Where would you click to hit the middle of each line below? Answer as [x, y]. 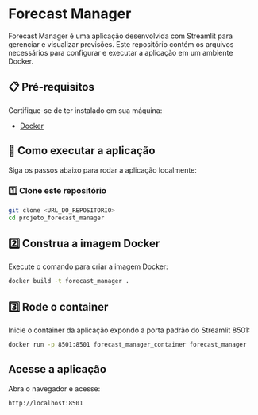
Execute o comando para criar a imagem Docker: [88, 266]
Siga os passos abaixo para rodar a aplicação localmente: [102, 170]
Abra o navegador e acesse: [54, 388]
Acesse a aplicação [58, 369]
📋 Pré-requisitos [52, 87]
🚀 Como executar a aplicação [82, 151]
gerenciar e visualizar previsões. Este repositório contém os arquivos [121, 44]
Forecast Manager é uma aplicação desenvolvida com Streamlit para [120, 36]
